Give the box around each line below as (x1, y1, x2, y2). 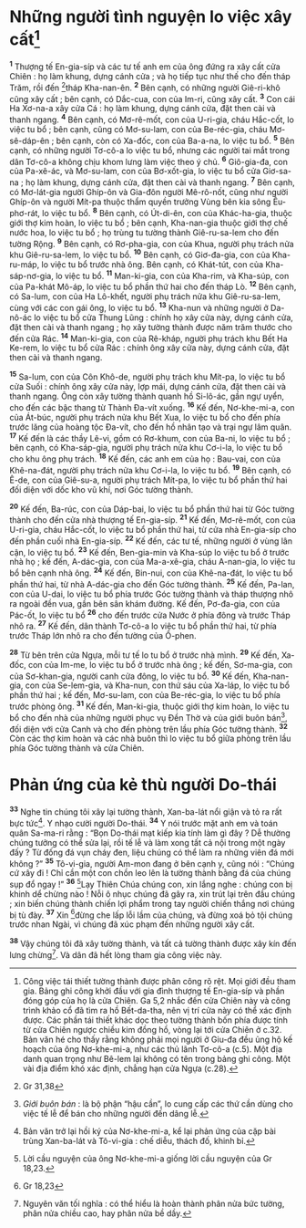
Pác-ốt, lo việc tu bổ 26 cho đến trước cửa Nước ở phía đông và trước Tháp (9, 608, 291, 620)
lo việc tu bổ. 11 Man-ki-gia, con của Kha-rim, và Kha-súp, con (56, 268, 290, 281)
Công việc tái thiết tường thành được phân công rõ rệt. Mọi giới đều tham (22, 975, 296, 986)
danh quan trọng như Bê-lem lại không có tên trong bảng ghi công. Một (22, 1053, 291, 1064)
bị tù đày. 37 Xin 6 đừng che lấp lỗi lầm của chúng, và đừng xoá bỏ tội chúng (9, 908, 293, 921)
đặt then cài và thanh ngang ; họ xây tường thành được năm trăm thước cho (9, 321, 293, 332)
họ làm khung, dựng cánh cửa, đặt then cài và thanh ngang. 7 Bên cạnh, (25, 175, 296, 188)
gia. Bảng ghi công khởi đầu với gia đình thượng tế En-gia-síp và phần (22, 985, 285, 996)
